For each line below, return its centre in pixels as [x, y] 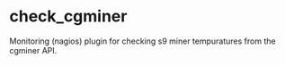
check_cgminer [68, 16]
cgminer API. [33, 50]
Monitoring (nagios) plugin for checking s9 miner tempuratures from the [142, 41]
